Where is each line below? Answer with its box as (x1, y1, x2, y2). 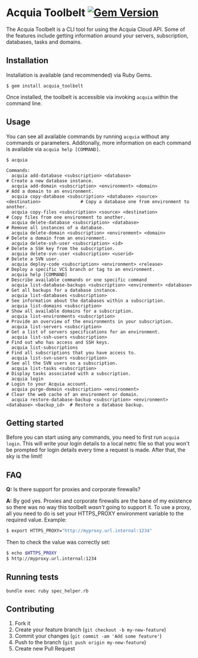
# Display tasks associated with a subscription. (6, 370, 132, 376)
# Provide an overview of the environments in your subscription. (6, 319, 174, 325)
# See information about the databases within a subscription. (6, 298, 166, 304)
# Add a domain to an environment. (6, 188, 94, 194)
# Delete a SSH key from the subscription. (6, 245, 116, 251)
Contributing (6, 604, 55, 615)
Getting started (6, 417, 64, 428)
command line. (6, 99, 43, 107)
